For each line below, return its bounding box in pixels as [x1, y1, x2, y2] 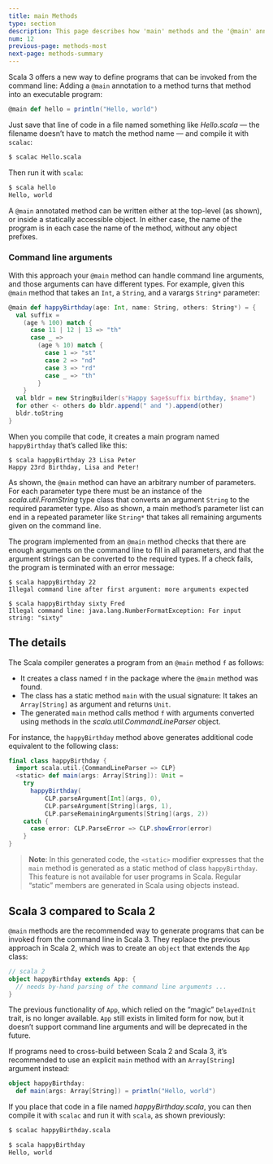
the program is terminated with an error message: [8, 562, 175, 572]
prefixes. [8, 231, 38, 241]
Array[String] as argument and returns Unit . [19, 699, 171, 709]
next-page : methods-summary [8, 50, 104, 58]
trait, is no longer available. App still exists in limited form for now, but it [8, 1013, 245, 1023]
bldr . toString [15, 409, 63, 418]
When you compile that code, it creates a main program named [8, 431, 219, 441]
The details [8, 636, 67, 650]
